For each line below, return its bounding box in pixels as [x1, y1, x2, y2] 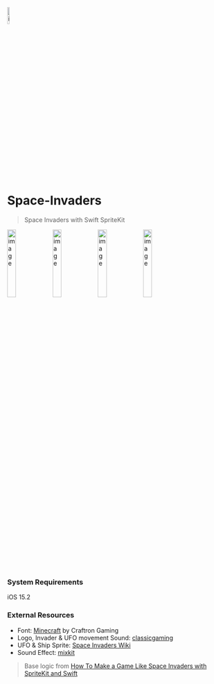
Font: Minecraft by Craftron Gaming [17, 626, 119, 634]
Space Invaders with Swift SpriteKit [24, 215, 125, 224]
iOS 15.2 [7, 593, 31, 601]
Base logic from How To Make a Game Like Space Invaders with [24, 662, 207, 670]
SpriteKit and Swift [24, 669, 78, 677]
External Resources [7, 610, 75, 620]
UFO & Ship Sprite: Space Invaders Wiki [17, 641, 131, 649]
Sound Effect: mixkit [17, 648, 75, 656]
